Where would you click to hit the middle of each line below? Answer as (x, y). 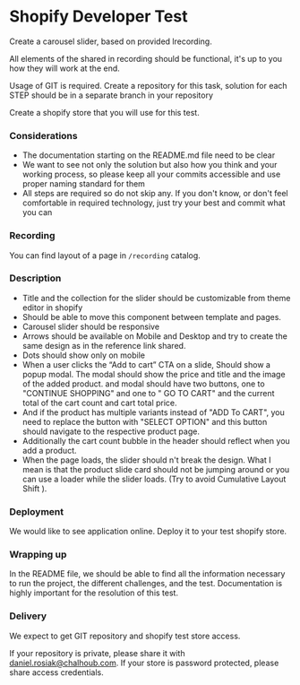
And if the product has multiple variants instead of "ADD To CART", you (153, 412)
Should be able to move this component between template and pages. (152, 316)
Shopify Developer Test (99, 17)
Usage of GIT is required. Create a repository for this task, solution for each (149, 85)
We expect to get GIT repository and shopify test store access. (125, 636)
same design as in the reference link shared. (104, 345)
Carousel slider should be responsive (90, 326)
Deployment (37, 511)
